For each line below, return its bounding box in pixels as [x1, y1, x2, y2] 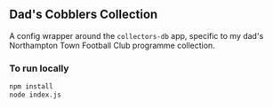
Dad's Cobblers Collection [9, 7, 158, 22]
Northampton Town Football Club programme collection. [9, 40, 215, 50]
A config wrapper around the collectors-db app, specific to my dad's [9, 30, 264, 41]
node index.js [9, 90, 62, 99]
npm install [9, 82, 53, 91]
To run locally [9, 62, 69, 74]
